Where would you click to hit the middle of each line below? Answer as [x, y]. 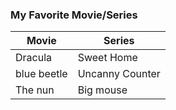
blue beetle [41, 74]
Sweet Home [107, 58]
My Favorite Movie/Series [74, 15]
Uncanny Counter [119, 74]
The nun [35, 90]
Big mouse [102, 90]
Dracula [34, 58]
